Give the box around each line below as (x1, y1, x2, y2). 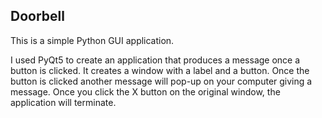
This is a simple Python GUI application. (10, 34, 175, 46)
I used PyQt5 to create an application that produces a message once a (10, 54, 301, 66)
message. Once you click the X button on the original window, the (10, 85, 281, 98)
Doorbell (10, 8, 65, 25)
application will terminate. (10, 96, 117, 108)
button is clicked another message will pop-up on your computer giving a (10, 75, 313, 87)
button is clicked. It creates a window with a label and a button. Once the (10, 64, 310, 76)
